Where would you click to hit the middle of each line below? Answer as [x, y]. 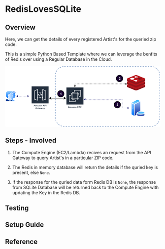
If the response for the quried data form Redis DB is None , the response [84, 182]
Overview [20, 27]
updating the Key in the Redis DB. [46, 192]
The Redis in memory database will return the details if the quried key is [85, 167]
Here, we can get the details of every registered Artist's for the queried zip [81, 39]
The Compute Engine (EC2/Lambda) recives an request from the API [82, 152]
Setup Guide [25, 225]
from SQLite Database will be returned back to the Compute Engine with [85, 187]
